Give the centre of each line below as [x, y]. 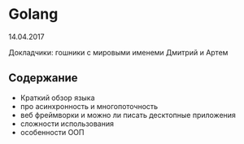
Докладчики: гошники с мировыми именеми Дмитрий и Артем [118, 52]
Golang [33, 14]
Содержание [44, 78]
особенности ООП [52, 132]
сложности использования [67, 124]
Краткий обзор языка [57, 98]
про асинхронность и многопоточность [89, 106]
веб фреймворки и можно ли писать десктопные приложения [128, 115]
